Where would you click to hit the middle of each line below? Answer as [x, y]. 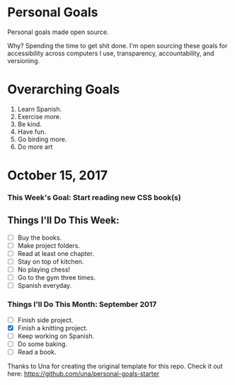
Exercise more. [39, 116]
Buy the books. [40, 238]
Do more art [35, 147]
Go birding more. [42, 139]
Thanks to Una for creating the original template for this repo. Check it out [115, 366]
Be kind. [30, 124]
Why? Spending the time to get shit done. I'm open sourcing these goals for [117, 45]
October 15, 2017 [58, 175]
